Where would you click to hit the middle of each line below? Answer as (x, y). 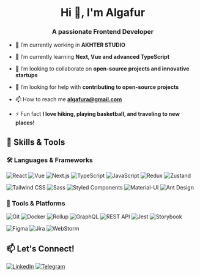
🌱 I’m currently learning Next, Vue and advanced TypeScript (92, 57)
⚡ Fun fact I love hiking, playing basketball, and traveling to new (98, 114)
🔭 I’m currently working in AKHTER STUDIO (70, 45)
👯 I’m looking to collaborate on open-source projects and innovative (102, 69)
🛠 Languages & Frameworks (50, 160)
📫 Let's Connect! (40, 249)
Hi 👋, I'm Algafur (103, 13)
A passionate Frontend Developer (103, 32)
